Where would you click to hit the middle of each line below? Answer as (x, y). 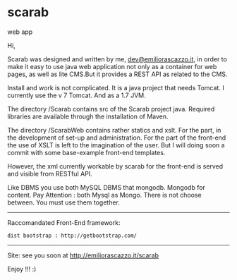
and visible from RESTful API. (50, 174)
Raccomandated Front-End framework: (64, 222)
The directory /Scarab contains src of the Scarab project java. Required (111, 109)
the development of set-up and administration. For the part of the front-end (117, 138)
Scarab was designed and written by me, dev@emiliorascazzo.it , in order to (117, 59)
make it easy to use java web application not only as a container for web (112, 66)
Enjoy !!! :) (22, 269)
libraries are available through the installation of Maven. (88, 116)
